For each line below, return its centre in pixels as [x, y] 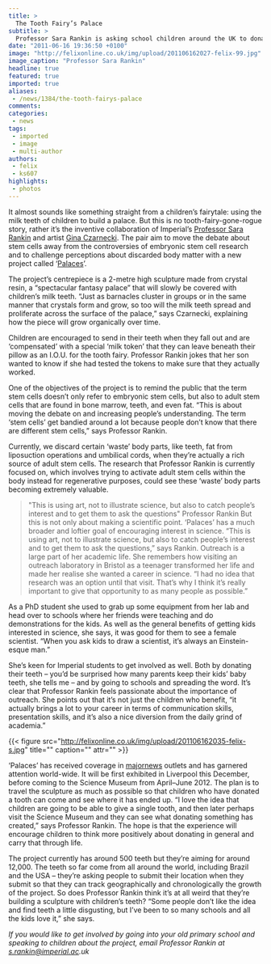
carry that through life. [46, 843]
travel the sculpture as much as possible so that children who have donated [134, 791]
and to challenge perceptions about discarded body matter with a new [125, 255]
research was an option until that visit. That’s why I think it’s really [137, 582]
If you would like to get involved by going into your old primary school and [132, 934]
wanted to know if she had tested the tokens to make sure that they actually [134, 363]
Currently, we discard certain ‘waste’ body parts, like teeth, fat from [121, 446]
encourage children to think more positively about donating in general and [131, 834]
